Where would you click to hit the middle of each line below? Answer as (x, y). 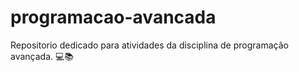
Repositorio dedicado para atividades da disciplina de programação (149, 45)
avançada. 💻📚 (42, 56)
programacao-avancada (113, 17)
